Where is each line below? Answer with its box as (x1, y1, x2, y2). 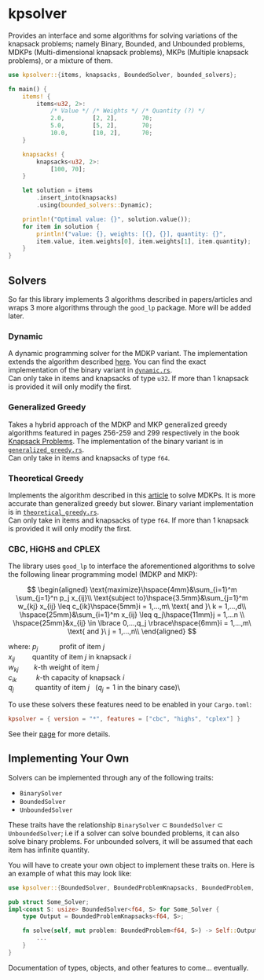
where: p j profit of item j (8, 642, 105, 653)
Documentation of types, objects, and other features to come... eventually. (8, 963, 249, 972)
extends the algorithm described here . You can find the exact (8, 357, 207, 366)
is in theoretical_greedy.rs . (8, 507, 100, 516)
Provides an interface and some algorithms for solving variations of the (8, 31, 238, 40)
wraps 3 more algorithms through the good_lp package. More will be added (8, 303, 251, 312)
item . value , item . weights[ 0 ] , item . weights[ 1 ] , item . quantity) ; (36, 237, 251, 245)
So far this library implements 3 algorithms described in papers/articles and (8, 295, 253, 303)
